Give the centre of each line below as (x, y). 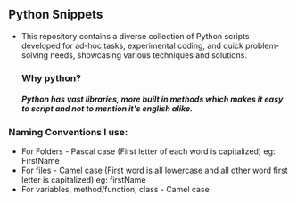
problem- (263, 45)
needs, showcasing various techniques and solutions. (148, 55)
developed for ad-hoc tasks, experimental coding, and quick (132, 45)
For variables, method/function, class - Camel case (115, 190)
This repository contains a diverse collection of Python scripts (135, 36)
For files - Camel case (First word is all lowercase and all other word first (154, 171)
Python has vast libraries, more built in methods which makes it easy (152, 99)
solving (35, 55)
